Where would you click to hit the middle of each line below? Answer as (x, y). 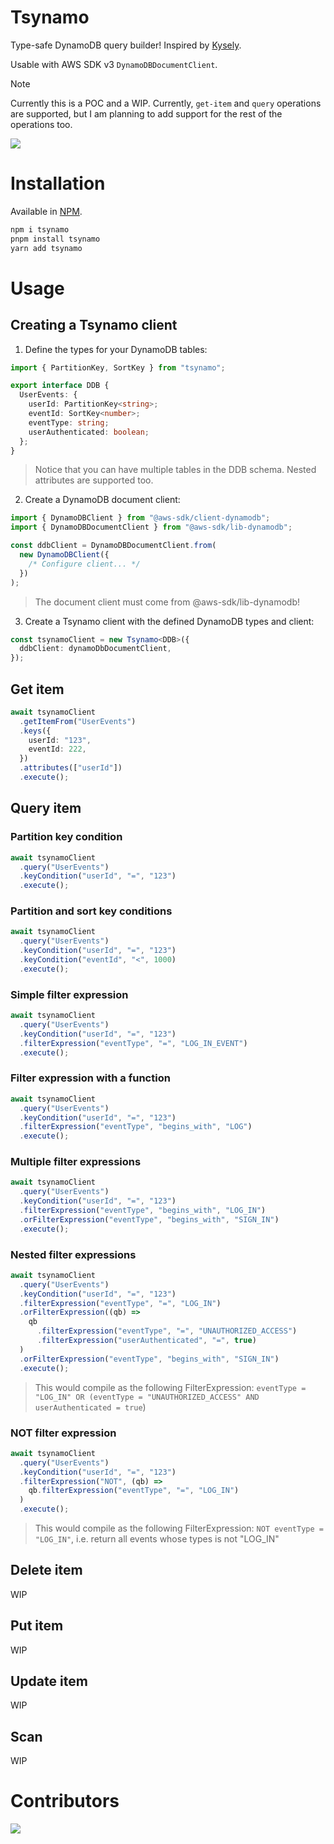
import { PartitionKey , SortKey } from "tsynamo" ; (118, 367)
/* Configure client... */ (84, 564)
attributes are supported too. (94, 480)
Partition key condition (66, 837)
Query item (46, 808)
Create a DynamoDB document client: (102, 500)
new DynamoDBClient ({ (64, 555)
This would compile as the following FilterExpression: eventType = (170, 1387)
